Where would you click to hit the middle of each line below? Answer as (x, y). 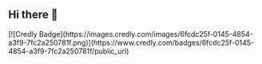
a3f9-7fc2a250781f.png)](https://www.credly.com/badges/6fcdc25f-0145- (131, 42)
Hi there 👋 (33, 15)
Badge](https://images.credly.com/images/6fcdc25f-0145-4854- (146, 34)
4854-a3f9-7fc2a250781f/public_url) (69, 51)
